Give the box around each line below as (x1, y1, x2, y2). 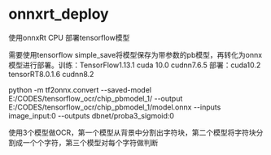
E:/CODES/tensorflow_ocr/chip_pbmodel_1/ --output (8, 93, 183, 103)
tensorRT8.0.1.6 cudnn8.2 (8, 69, 94, 79)
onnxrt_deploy (8, 5, 109, 24)
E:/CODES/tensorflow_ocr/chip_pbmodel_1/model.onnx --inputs (8, 102, 221, 112)
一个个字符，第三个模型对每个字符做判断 (22, 137, 159, 147)
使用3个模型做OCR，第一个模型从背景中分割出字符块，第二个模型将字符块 (8, 127, 256, 137)
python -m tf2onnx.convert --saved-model (8, 84, 152, 94)
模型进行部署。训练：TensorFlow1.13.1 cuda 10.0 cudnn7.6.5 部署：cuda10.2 (8, 60, 261, 70)
